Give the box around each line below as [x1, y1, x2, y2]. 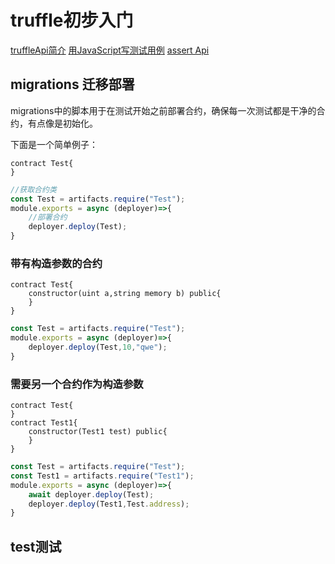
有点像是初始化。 [27, 117, 98, 129]
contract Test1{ [10, 418, 78, 428]
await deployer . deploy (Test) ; [28, 489, 155, 500]
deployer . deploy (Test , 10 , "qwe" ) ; [28, 342, 168, 353]
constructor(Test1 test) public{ [28, 427, 168, 437]
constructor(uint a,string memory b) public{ [28, 289, 222, 299]
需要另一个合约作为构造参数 [10, 377, 144, 391]
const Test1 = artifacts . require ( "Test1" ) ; [10, 471, 195, 481]
